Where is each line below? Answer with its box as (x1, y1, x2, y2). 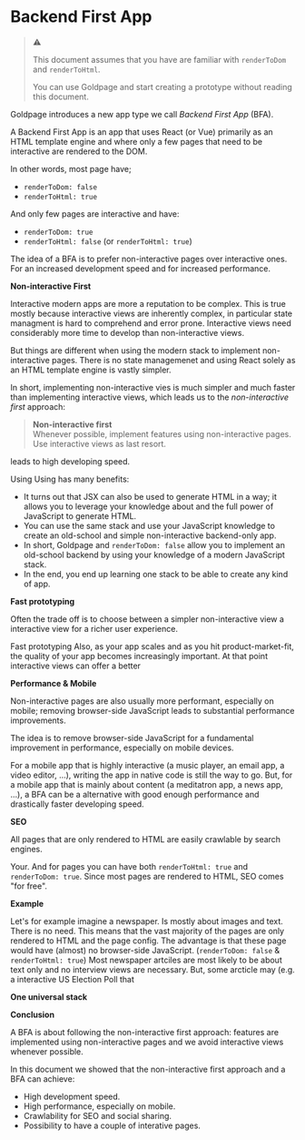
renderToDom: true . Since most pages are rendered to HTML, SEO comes (10, 870, 284, 881)
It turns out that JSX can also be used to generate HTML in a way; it (23, 491, 278, 502)
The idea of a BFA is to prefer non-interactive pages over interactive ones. (10, 253, 288, 264)
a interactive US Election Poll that (10, 973, 135, 984)
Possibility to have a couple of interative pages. (23, 1120, 201, 1131)
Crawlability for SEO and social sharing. (23, 1110, 172, 1121)
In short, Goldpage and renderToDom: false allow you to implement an (23, 539, 285, 550)
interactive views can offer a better (10, 660, 142, 671)
